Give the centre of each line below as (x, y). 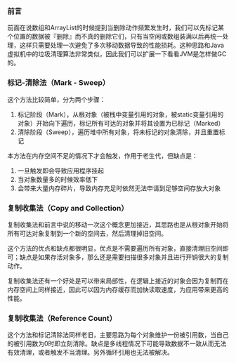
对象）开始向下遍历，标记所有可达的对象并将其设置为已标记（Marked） (121, 123)
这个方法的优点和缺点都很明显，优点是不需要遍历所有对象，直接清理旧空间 (115, 248)
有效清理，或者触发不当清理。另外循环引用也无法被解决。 (90, 352)
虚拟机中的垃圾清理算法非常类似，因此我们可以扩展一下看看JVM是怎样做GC (117, 54)
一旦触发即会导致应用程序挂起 (60, 171)
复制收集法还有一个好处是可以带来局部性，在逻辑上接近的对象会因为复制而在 (118, 280)
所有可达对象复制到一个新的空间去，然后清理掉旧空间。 (87, 233)
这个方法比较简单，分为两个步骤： (57, 99)
